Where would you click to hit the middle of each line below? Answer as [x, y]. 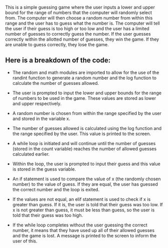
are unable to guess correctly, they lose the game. [57, 44]
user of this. [25, 241]
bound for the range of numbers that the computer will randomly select [78, 13]
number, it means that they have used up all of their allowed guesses [83, 230]
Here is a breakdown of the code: [58, 60]
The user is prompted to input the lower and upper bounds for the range [87, 93]
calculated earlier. [31, 154]
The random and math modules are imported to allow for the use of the [86, 72]
